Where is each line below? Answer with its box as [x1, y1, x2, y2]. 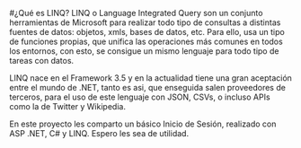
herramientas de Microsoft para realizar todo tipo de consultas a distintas [9, 17, 281, 28]
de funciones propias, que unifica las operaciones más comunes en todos [9, 36, 283, 47]
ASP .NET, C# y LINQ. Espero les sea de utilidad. [9, 128, 190, 138]
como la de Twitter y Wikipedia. [9, 101, 126, 111]
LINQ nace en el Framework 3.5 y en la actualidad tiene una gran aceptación [9, 73, 292, 83]
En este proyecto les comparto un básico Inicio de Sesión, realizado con [9, 118, 277, 129]
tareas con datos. [9, 56, 75, 65]
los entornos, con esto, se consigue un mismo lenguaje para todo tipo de [9, 46, 279, 57]
